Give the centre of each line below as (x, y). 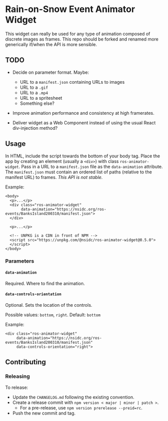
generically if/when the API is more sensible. (51, 44)
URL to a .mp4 (34, 92)
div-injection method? (35, 128)
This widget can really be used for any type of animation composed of (78, 34)
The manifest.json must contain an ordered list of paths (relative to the (78, 172)
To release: (17, 387)
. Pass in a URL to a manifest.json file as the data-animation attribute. (91, 166)
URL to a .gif (34, 87)
